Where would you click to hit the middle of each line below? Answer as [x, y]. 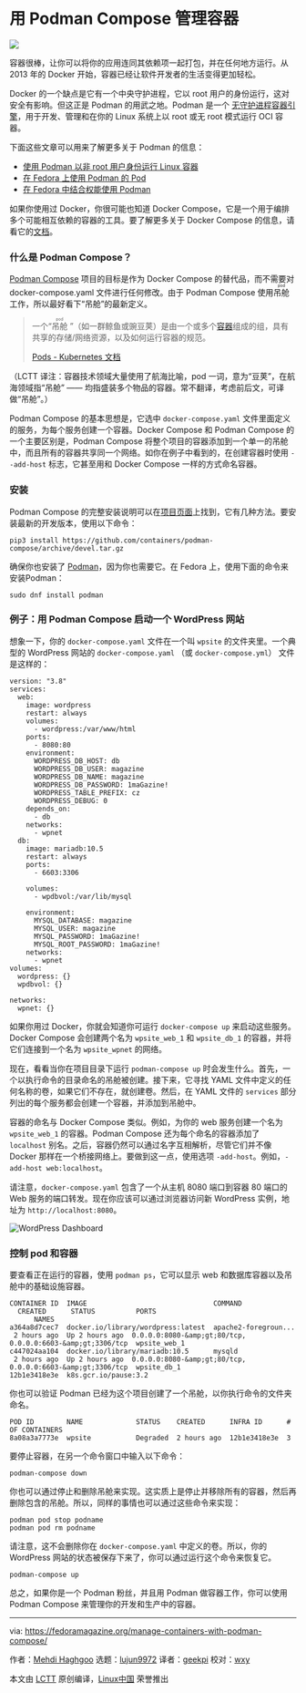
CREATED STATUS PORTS [87, 1312]
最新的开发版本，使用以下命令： [77, 523]
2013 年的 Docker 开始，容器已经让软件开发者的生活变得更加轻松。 [135, 74]
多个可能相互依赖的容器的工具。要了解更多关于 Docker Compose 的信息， [148, 220]
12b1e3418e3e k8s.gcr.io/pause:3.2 [79, 1376]
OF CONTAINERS [36, 1430]
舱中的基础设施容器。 [49, 1286]
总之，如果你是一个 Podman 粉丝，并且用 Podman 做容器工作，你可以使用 [149, 1593]
